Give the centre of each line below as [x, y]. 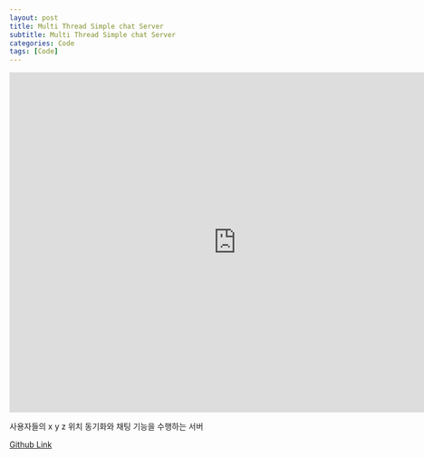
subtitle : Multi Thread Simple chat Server [93, 34]
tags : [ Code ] [34, 52]
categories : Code [42, 43]
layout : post [34, 18]
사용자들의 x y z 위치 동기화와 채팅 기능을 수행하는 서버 [106, 426]
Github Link [31, 444]
